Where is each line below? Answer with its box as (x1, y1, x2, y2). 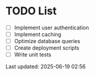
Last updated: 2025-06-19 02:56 (5, 63, 86, 70)
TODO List (5, 4, 57, 18)
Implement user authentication (14, 24, 90, 31)
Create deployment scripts (14, 44, 80, 51)
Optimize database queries (14, 38, 81, 45)
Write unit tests (14, 51, 52, 58)
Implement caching (14, 31, 62, 38)
